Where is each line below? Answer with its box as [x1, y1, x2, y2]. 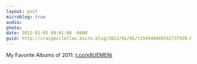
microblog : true [6, 14, 46, 20]
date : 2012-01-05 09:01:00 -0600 [6, 30, 88, 36]
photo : [6, 24, 22, 31]
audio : [6, 19, 22, 25]
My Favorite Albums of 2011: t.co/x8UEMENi [6, 52, 113, 58]
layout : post [6, 8, 38, 15]
